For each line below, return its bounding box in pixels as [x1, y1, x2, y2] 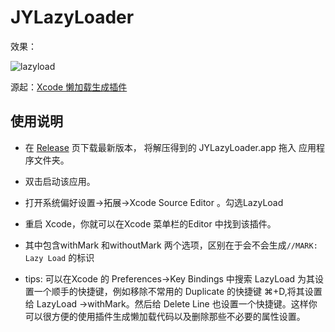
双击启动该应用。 [24, 175, 96, 187]
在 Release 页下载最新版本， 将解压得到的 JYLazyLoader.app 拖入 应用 [24, 141, 317, 153]
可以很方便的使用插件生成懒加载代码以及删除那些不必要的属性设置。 [24, 310, 306, 322]
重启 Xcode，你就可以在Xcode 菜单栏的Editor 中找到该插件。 [24, 217, 277, 230]
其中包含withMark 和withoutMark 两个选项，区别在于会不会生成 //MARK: [24, 239, 318, 251]
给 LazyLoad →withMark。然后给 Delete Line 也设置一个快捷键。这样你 [24, 297, 318, 310]
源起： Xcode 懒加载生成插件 [10, 81, 128, 93]
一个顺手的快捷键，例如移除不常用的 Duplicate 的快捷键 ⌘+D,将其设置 [33, 285, 323, 297]
